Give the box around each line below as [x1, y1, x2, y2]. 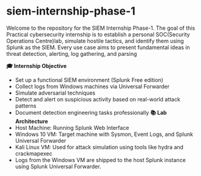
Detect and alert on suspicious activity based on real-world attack [15, 95, 180, 103]
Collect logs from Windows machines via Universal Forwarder [15, 83, 170, 90]
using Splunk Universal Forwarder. [15, 163, 101, 170]
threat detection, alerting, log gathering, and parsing [6, 50, 137, 57]
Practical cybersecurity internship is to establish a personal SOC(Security [6, 30, 190, 38]
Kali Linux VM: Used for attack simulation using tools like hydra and [15, 143, 184, 151]
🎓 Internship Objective [6, 62, 67, 69]
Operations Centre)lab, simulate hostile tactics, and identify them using [6, 37, 184, 44]
